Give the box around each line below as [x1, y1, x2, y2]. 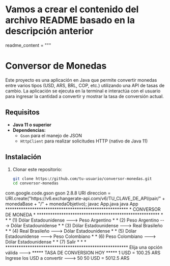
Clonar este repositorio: [12, 166, 63, 172]
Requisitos [5, 108, 40, 117]
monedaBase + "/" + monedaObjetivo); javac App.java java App [5, 201, 138, 207]
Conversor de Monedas [5, 60, 107, 72]
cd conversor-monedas [12, 181, 59, 186]
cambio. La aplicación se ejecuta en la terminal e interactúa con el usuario [5, 88, 161, 94]
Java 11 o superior [12, 122, 52, 128]
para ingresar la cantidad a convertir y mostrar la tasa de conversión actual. [5, 93, 164, 99]
